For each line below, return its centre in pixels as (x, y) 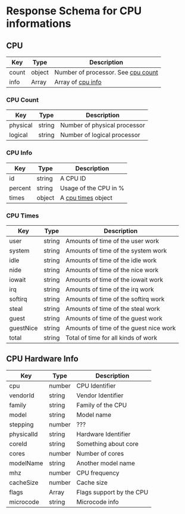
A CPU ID (73, 178)
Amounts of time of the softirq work (115, 299)
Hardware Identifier (104, 434)
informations (39, 24)
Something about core (107, 444)
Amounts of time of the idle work (111, 260)
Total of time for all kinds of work (111, 338)
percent (20, 188)
